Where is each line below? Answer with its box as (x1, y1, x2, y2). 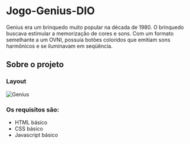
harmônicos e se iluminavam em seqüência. (6, 42, 113, 50)
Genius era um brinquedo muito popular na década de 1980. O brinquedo (6, 24, 184, 31)
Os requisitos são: (6, 105, 60, 113)
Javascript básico (14, 131, 58, 138)
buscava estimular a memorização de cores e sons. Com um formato (6, 30, 174, 37)
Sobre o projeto (6, 60, 64, 70)
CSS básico (14, 125, 43, 132)
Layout (6, 77, 27, 86)
